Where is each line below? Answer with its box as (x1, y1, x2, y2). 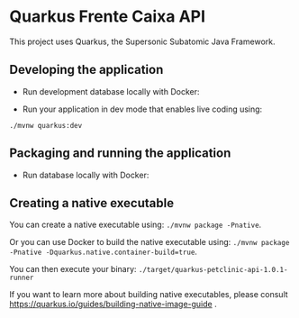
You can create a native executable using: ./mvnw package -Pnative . (9, 219, 262, 231)
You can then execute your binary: (9, 264, 137, 275)
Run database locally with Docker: (22, 169, 149, 180)
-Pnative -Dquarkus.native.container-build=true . (9, 246, 198, 258)
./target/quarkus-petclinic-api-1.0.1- (138, 266, 288, 275)
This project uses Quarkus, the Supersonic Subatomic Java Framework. (9, 36, 276, 47)
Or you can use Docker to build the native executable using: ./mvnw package (9, 237, 290, 248)
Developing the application (9, 62, 164, 77)
